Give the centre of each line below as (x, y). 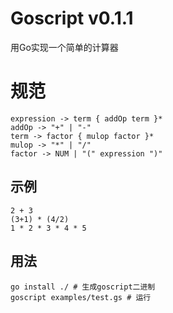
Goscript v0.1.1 (72, 18)
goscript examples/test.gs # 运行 (81, 297)
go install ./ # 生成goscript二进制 (83, 287)
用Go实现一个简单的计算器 (64, 47)
